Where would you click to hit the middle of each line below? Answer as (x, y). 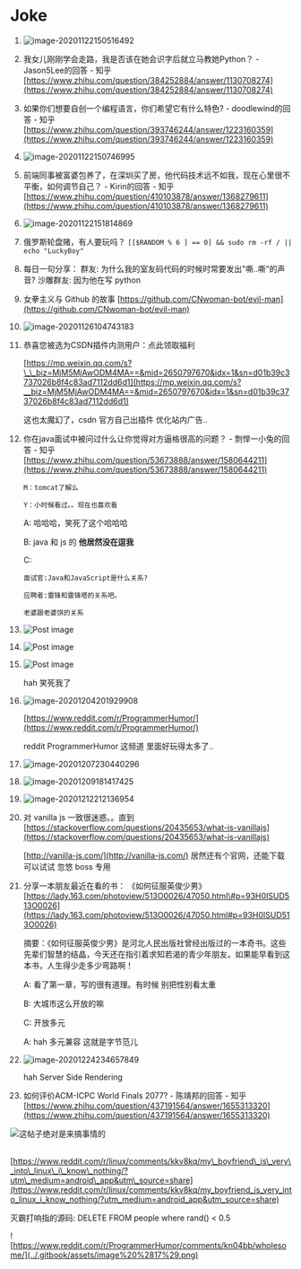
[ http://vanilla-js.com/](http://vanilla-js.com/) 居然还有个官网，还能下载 (154, 855)
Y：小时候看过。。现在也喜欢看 (70, 505)
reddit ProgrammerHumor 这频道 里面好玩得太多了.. (118, 746)
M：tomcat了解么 (51, 487)
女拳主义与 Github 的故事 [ (72, 299)
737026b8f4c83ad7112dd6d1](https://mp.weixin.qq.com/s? (132, 381)
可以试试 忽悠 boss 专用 (67, 866)
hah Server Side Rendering (73, 1077)
